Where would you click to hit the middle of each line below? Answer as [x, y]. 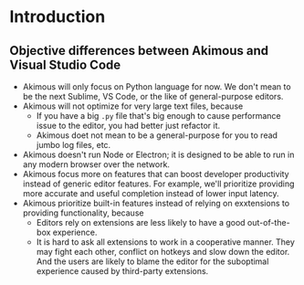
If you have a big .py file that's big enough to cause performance [158, 116]
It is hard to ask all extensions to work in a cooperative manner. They [165, 242]
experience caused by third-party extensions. [122, 271]
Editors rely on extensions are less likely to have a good [141, 222]
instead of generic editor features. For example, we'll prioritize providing [158, 184]
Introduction [58, 17]
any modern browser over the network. [96, 164]
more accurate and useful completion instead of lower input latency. [151, 193]
